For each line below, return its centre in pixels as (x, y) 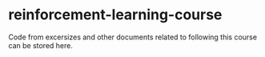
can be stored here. (41, 45)
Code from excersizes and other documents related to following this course (133, 37)
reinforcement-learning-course (115, 15)
